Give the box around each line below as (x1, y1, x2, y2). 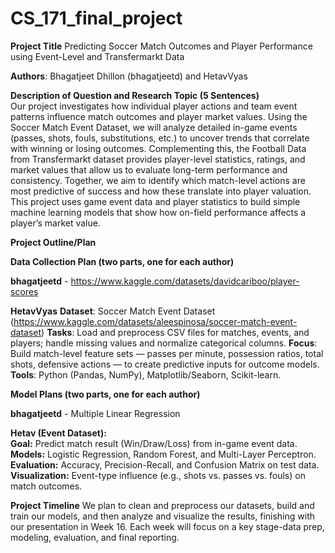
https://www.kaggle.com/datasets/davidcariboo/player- (70, 275, 300, 287)
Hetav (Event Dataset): (10, 427, 107, 439)
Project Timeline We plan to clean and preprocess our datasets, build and (10, 499, 315, 511)
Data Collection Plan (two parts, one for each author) (10, 255, 235, 267)
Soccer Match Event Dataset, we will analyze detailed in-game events (10, 121, 298, 133)
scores (10, 285, 39, 297)
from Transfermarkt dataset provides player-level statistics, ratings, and (10, 153, 306, 165)
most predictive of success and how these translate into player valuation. (10, 185, 312, 197)
